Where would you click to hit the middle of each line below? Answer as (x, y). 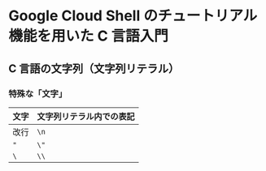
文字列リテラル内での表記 (86, 116)
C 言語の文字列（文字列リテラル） (94, 68)
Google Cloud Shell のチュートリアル (133, 16)
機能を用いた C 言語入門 (88, 36)
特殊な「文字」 (38, 93)
